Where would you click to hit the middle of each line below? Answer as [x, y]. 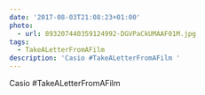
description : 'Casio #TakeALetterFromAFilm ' [95, 58]
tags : [19, 42]
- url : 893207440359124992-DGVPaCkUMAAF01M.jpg [107, 33]
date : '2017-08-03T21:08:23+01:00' [75, 17]
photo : [21, 26]
